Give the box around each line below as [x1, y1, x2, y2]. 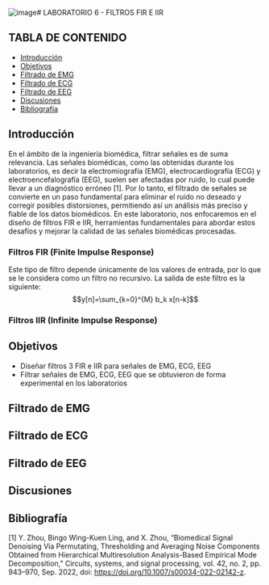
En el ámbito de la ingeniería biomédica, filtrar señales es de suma [8, 149, 228, 158]
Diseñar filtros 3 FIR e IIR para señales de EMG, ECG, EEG [19, 360, 212, 371]
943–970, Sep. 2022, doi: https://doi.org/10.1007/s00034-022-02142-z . [8, 567, 246, 577]
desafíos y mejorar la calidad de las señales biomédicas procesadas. [8, 226, 237, 236]
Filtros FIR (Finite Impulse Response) [8, 246, 155, 258]
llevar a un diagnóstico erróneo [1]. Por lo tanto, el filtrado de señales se [8, 183, 247, 193]
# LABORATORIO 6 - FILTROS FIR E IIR [36, 8, 163, 17]
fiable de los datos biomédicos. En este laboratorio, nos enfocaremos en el [8, 208, 257, 218]
